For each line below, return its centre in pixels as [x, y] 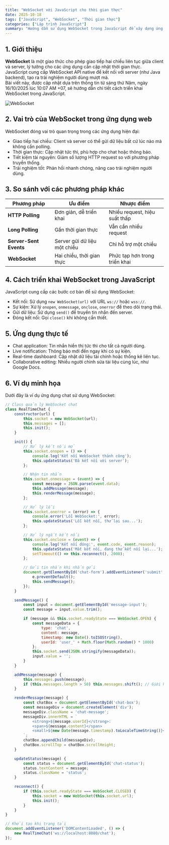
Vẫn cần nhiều [126, 226]
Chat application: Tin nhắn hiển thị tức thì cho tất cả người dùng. [79, 346]
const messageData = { [56, 623]
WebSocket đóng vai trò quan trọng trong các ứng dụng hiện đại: [72, 131]
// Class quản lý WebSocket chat [41, 405]
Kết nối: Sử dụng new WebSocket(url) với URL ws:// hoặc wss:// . [79, 302]
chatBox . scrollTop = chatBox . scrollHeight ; [69, 745]
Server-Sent [23, 241]
